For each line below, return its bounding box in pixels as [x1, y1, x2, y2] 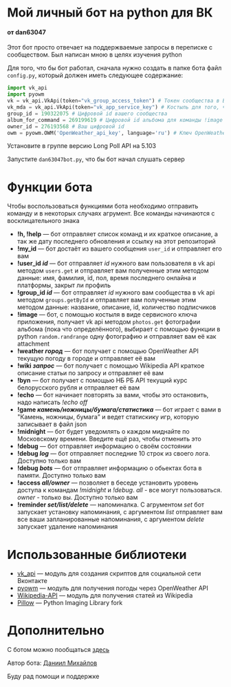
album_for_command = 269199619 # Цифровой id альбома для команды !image [7, 116, 223, 123]
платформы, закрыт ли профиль [16, 281, 111, 290]
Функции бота [7, 179, 93, 195]
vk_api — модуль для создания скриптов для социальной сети [16, 569, 201, 578]
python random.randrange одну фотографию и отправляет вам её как [16, 332, 217, 341]
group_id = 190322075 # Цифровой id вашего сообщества [7, 110, 168, 117]
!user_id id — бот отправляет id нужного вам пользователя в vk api [16, 260, 215, 268]
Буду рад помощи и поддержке [7, 673, 100, 681]
